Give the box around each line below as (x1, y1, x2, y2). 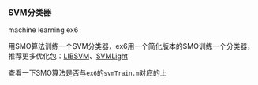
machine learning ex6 (8, 25, 79, 35)
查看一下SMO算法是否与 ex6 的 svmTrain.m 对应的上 (8, 68, 167, 78)
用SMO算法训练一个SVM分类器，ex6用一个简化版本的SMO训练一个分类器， (8, 42, 255, 51)
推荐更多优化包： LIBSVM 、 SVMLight (8, 51, 129, 61)
